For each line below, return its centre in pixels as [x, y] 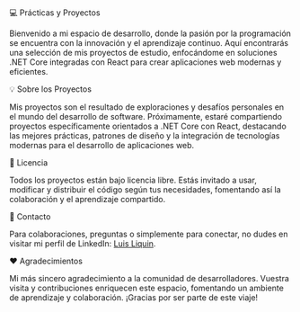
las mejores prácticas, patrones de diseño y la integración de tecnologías [145, 136]
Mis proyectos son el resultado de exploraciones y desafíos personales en [147, 107]
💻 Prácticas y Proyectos [55, 13]
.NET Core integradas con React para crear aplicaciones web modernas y [146, 62]
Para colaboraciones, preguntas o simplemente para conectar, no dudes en [149, 234]
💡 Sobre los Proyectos [51, 89]
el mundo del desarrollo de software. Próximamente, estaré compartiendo [146, 116]
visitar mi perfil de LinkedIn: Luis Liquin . [83, 244]
